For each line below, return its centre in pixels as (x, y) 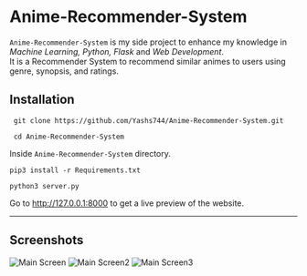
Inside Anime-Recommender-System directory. (90, 153)
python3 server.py (44, 186)
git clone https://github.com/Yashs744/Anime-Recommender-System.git (148, 120)
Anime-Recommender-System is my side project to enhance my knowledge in (148, 42)
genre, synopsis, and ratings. (64, 71)
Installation (42, 100)
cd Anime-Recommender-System (69, 137)
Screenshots (47, 240)
